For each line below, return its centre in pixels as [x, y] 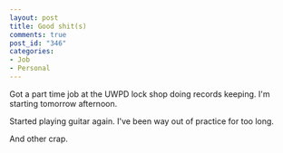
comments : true [38, 34]
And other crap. [39, 139]
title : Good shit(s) [49, 26]
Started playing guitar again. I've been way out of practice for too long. [142, 121]
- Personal [30, 69]
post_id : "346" [38, 43]
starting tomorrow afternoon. [63, 103]
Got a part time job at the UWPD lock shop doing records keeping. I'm [140, 94]
